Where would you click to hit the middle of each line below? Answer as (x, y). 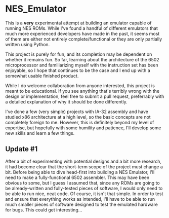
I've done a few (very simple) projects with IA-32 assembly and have (77, 112)
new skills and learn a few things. (40, 133)
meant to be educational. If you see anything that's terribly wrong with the (82, 91)
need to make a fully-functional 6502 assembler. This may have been (77, 177)
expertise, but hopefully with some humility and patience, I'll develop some (83, 128)
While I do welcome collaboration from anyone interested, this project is (80, 85)
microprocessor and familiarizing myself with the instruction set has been (82, 65)
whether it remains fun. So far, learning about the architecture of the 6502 (82, 59)
